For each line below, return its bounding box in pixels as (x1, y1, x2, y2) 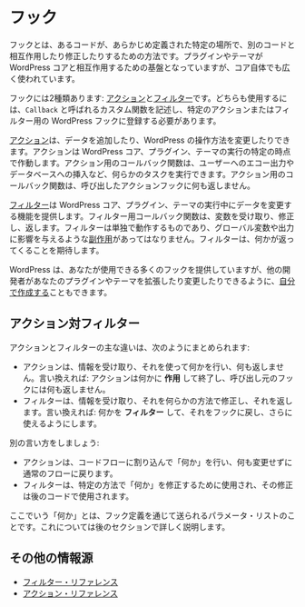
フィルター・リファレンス (22, 576, 119, 587)
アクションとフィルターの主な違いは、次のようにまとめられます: (9, 342, 251, 353)
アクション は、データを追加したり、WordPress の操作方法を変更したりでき (9, 134, 290, 145)
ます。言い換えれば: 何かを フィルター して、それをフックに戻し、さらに (22, 406, 293, 417)
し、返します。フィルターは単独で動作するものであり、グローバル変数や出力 (9, 222, 295, 233)
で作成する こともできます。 (9, 286, 113, 297)
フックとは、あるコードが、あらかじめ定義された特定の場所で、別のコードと (9, 39, 296, 50)
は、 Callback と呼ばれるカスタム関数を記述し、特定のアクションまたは (9, 104, 275, 114)
